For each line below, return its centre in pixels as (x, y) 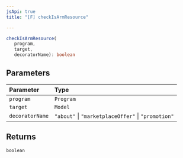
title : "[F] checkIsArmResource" (47, 17)
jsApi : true (21, 11)
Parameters (28, 73)
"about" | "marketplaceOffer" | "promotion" (114, 116)
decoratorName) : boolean (45, 55)
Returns (21, 137)
